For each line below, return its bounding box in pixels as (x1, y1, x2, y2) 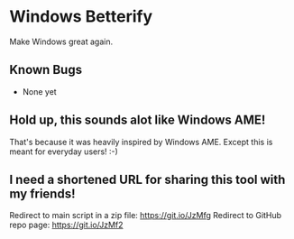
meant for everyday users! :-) (9, 146, 119, 157)
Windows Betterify (9, 6, 153, 27)
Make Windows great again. (9, 36, 114, 47)
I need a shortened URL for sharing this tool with (9, 171, 286, 187)
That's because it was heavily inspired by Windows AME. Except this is (9, 136, 273, 147)
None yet (22, 86, 57, 97)
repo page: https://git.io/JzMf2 (9, 219, 124, 231)
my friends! (9, 186, 76, 201)
